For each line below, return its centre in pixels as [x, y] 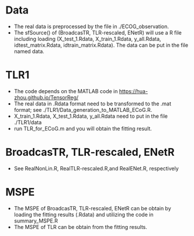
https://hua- [134, 91]
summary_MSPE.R [36, 221]
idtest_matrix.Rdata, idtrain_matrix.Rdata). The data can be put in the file [101, 45]
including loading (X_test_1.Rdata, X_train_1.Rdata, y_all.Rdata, [87, 39]
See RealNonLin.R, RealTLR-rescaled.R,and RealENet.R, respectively [96, 168]
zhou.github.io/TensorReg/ [46, 97]
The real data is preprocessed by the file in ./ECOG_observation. [91, 26]
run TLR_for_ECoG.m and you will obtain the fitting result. [83, 128]
